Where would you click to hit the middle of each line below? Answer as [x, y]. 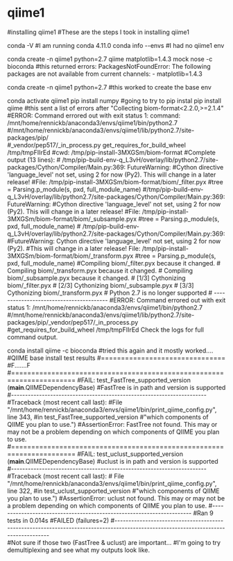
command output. [33, 337]
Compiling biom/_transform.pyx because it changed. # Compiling [100, 270]
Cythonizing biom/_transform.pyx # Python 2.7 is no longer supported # [110, 293]
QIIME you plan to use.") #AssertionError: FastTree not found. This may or [112, 424]
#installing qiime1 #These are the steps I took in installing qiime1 [98, 32]
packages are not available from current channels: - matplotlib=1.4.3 [105, 74]
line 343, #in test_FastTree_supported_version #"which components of [108, 417]
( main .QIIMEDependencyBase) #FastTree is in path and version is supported [116, 387]
